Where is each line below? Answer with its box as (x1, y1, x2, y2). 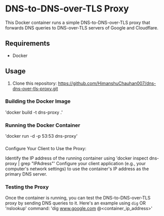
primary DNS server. (5, 171, 47, 177)
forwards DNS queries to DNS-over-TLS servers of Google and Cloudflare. (5, 24, 158, 30)
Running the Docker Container (5, 122, 80, 129)
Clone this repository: (12, 80, 57, 86)
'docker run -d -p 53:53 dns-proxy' (5, 133, 78, 139)
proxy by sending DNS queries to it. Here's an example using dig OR (5, 200, 146, 206)
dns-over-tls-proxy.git (12, 85, 58, 91)
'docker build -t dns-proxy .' (5, 109, 63, 115)
